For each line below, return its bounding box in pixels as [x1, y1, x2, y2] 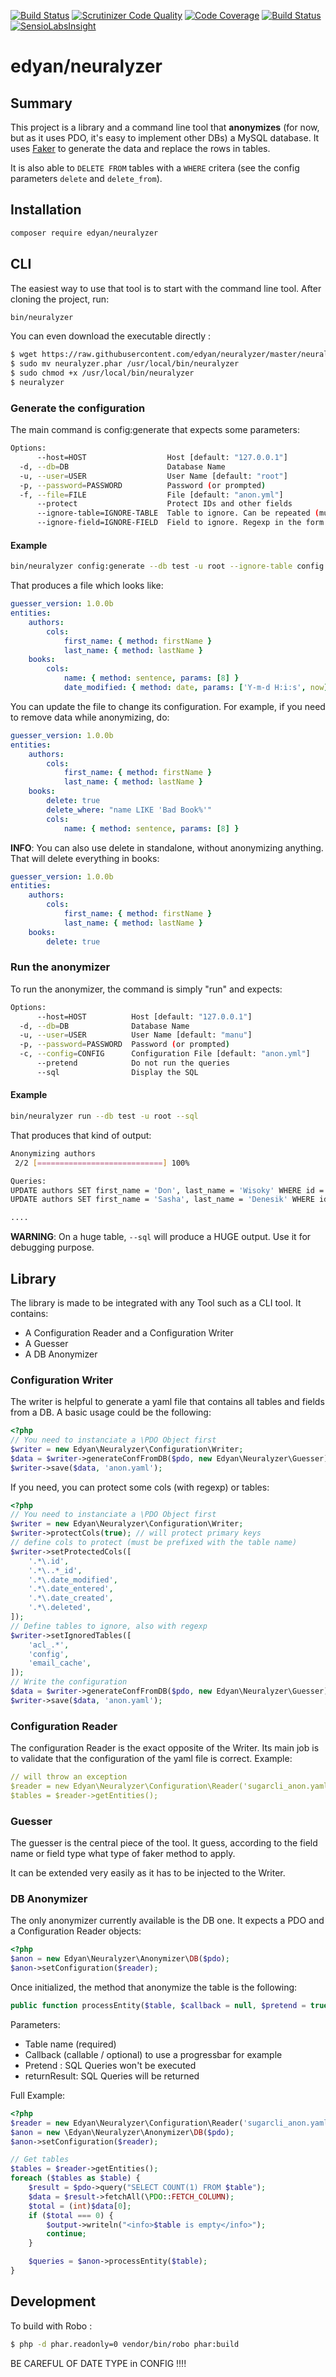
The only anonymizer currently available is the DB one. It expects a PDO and [10, 1915, 325, 1927]
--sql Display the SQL [36, 1067, 199, 1077]
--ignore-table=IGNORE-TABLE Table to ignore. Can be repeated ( [36, 508, 320, 519]
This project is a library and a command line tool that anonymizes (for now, [10, 121, 320, 133]
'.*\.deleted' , [28, 1603, 92, 1613]
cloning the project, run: [10, 293, 110, 305]
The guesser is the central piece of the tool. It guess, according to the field [10, 1837, 318, 1849]
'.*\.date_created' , [28, 1593, 114, 1604]
